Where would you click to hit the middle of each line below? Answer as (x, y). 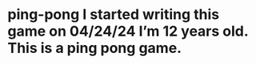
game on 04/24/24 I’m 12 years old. (128, 31)
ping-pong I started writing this (114, 15)
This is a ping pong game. (94, 48)
